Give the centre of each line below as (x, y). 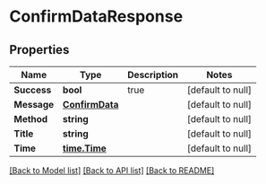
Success (33, 90)
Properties (39, 50)
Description (153, 75)
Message (34, 105)
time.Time (85, 148)
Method (31, 119)
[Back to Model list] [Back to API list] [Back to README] (112, 171)
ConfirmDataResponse (96, 17)
